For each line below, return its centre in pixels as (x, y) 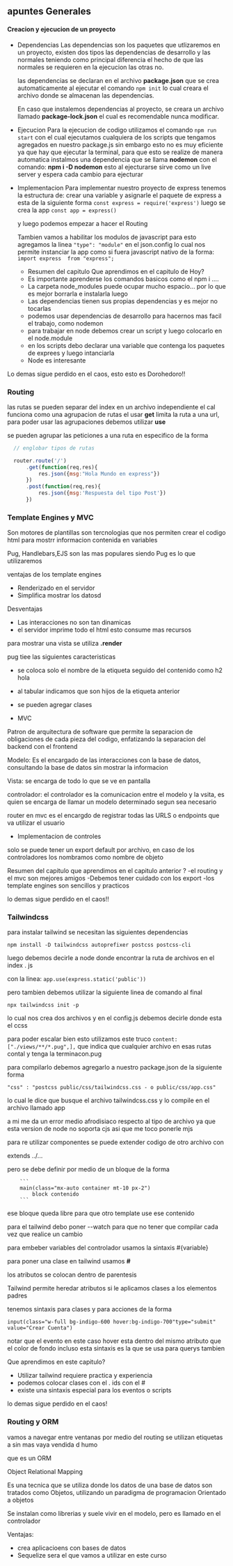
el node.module (50, 338)
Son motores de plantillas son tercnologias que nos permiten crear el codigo (116, 533)
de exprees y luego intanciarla (71, 353)
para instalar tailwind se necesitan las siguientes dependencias (98, 932)
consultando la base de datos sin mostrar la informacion (88, 768)
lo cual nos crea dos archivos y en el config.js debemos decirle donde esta (115, 1018)
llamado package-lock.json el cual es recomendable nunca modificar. (118, 116)
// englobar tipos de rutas (54, 448)
